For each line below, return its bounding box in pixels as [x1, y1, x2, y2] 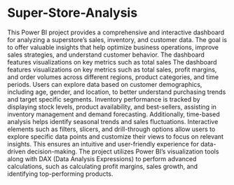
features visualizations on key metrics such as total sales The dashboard [7, 57, 217, 66]
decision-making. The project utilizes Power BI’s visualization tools [27, 147, 219, 156]
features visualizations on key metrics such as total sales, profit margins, [7, 65, 217, 74]
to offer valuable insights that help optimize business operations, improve [7, 43, 219, 51]
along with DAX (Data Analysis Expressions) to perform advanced [7, 154, 197, 163]
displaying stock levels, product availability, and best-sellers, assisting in [7, 102, 217, 111]
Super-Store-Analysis [7, 5, 138, 21]
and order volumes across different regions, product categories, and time [7, 72, 219, 81]
